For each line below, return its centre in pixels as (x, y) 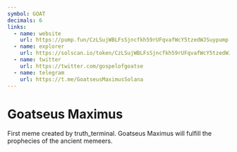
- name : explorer (39, 46)
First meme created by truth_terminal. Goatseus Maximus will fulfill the (110, 134)
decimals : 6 (25, 20)
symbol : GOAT (26, 14)
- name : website (37, 33)
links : (17, 27)
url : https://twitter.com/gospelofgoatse (81, 66)
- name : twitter (37, 60)
